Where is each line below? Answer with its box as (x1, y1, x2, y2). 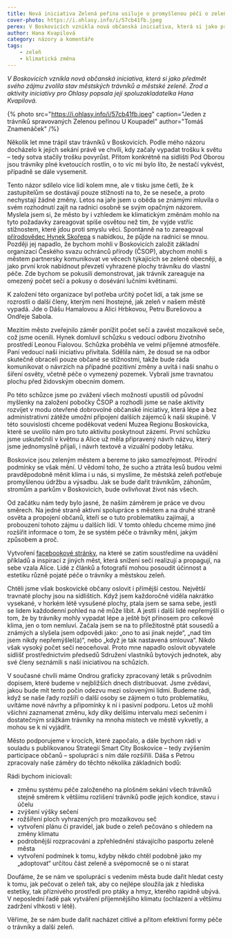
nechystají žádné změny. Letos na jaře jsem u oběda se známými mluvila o (7, 196, 220, 204)
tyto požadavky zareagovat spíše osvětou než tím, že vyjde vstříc (7, 218, 193, 226)
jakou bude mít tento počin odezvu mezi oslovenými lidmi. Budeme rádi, (7, 686, 212, 694)
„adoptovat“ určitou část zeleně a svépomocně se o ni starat (17, 859, 189, 867)
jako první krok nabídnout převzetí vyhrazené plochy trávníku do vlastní (7, 261, 211, 270)
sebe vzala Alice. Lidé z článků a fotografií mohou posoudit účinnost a (7, 563, 207, 572)
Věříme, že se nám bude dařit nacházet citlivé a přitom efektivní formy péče (7, 915, 222, 923)
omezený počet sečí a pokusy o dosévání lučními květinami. (7, 277, 178, 285)
